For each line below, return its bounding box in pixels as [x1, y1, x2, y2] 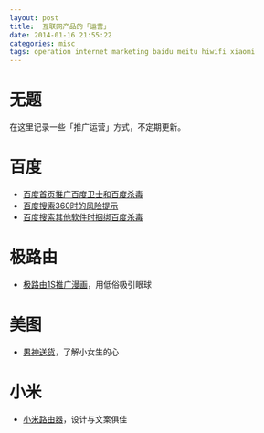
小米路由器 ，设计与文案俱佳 [22, 413, 128, 425]
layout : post [9, 13, 59, 23]
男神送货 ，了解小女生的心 [22, 346, 120, 357]
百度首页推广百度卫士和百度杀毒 [22, 189, 143, 199]
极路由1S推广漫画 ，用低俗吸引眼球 [22, 279, 153, 290]
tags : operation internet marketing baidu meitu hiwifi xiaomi [9, 48, 256, 57]
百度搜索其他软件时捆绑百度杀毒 [22, 212, 143, 222]
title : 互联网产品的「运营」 [9, 22, 111, 31]
